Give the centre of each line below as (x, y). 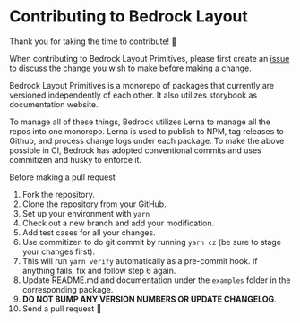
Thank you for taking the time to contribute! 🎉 (93, 41)
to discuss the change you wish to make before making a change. (131, 68)
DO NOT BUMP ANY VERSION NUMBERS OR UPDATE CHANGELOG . (150, 299)
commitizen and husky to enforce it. (75, 159)
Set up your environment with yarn (86, 213)
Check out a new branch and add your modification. (118, 223)
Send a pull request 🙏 (62, 308)
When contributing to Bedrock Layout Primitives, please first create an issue (150, 58)
